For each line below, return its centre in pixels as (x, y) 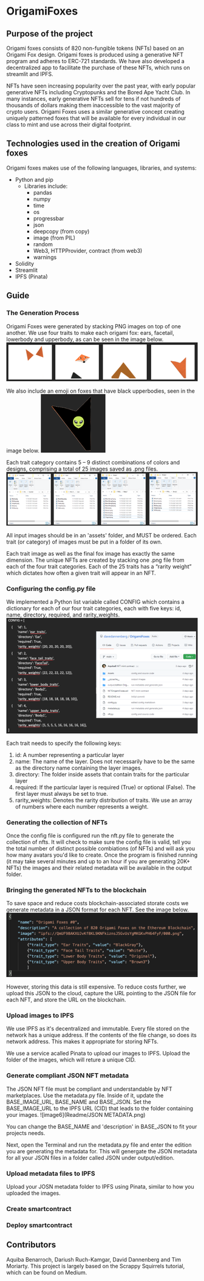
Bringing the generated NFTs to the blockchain (76, 890)
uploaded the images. (33, 1193)
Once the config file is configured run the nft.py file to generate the (90, 835)
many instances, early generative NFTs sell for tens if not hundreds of (93, 99)
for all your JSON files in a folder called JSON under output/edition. (90, 1158)
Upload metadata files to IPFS (51, 1173)
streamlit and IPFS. (30, 74)
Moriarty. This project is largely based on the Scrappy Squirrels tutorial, (96, 1266)
